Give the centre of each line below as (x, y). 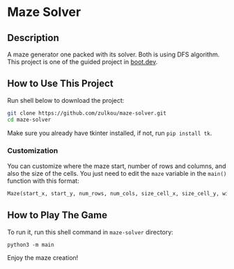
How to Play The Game (57, 215)
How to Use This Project (60, 84)
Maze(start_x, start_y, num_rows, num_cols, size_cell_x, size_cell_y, (113, 193)
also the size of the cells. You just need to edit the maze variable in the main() (117, 173)
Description (33, 38)
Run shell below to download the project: (66, 100)
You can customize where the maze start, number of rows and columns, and (117, 166)
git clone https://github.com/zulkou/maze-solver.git (87, 113)
